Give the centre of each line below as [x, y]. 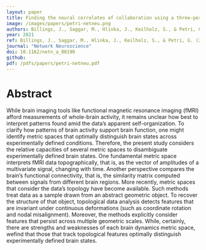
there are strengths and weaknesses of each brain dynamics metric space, [101, 228]
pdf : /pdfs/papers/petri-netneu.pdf [53, 63]
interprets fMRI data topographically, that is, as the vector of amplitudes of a [103, 162]
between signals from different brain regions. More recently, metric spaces [101, 182]
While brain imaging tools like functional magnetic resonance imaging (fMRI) [103, 110]
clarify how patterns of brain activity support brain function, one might [95, 130]
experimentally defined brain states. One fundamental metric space [91, 156]
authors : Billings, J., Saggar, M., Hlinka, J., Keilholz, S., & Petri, [101, 29]
